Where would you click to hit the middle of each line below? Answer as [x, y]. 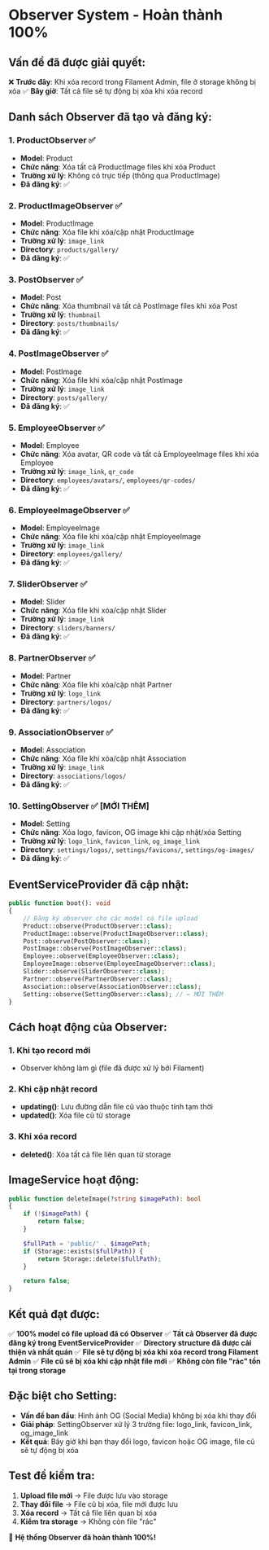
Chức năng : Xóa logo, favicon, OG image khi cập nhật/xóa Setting [131, 832]
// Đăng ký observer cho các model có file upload [111, 918]
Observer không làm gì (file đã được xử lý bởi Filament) [112, 1068]
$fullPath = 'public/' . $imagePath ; [87, 1244]
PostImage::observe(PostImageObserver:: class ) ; [105, 949]
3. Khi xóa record [43, 1136]
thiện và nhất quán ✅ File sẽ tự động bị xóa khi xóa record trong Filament [133, 1352]
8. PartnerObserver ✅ [52, 658]
